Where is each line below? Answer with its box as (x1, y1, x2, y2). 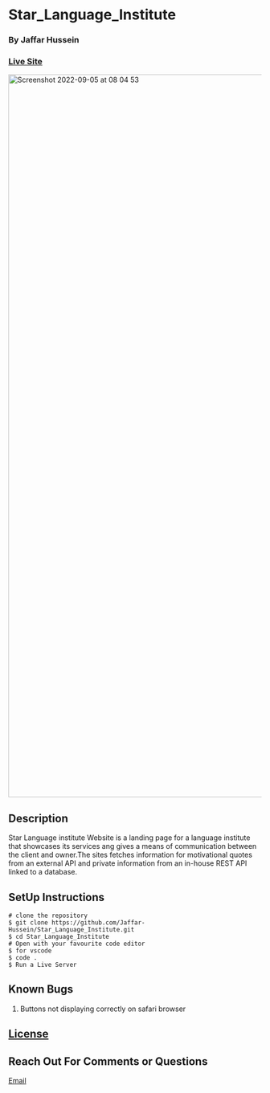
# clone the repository (8, 912, 88, 920)
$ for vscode (8, 947, 52, 955)
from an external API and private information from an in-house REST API (8, 858, 247, 868)
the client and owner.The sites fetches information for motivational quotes (8, 850, 253, 860)
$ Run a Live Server (8, 961, 78, 969)
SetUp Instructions (8, 890, 105, 904)
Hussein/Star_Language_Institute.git (8, 926, 135, 934)
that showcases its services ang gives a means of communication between (8, 842, 257, 851)
